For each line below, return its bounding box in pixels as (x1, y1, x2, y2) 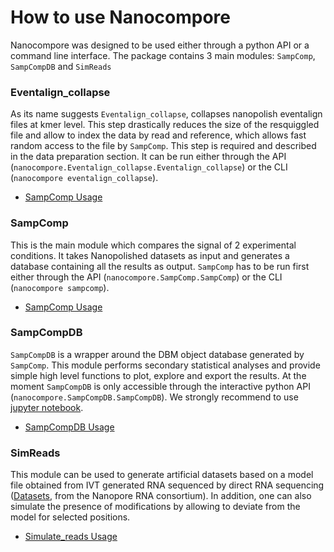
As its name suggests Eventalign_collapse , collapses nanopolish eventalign (10, 108, 323, 120)
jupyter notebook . (10, 401, 84, 413)
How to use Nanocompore (10, 6, 231, 29)
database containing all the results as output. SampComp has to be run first (10, 260, 310, 272)
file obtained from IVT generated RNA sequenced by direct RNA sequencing (10, 479, 325, 491)
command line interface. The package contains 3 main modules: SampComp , (10, 49, 316, 61)
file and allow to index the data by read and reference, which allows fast (10, 129, 307, 141)
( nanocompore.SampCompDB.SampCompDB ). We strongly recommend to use (10, 391, 299, 403)
